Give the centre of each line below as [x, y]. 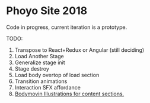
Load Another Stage [39, 56]
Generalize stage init [40, 62]
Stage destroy [32, 68]
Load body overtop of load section [57, 75]
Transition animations [41, 81]
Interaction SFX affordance [48, 87]
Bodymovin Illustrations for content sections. [69, 94]
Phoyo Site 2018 [47, 11]
